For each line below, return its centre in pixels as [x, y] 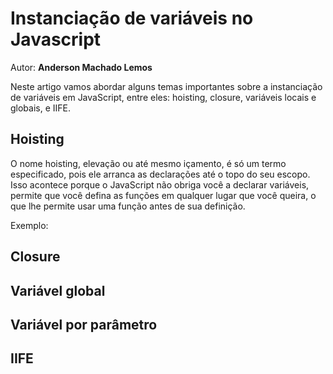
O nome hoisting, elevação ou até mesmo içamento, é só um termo [148, 163]
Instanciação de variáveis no [132, 18]
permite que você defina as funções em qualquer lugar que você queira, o [163, 195]
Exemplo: [29, 225]
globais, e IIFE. [41, 108]
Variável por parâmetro [84, 324]
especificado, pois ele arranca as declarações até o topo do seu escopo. [160, 174]
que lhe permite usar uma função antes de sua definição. [128, 206]
